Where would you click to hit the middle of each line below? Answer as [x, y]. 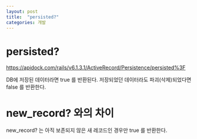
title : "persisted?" [33, 17]
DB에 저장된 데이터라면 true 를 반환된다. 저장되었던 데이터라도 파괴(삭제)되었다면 [99, 80]
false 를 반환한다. [26, 87]
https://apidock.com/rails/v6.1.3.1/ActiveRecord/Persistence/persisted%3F [96, 67]
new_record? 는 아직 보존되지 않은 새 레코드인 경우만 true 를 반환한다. [87, 130]
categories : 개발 [26, 22]
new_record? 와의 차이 [60, 113]
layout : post [22, 11]
